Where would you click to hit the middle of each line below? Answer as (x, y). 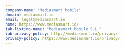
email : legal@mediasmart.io (35, 19)
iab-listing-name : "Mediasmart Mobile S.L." (54, 29)
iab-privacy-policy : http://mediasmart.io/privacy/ (61, 34)
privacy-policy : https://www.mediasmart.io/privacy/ (63, 39)
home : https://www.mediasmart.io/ (42, 24)
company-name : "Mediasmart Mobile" (43, 10)
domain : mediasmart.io (29, 15)
